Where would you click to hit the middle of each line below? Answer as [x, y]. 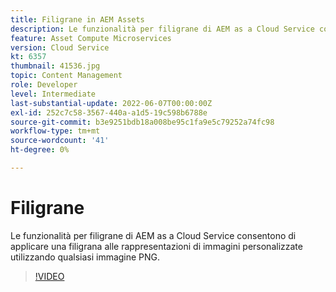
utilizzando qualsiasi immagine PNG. [85, 257]
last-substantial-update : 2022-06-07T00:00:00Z [111, 103]
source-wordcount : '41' [60, 141]
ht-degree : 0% [40, 150]
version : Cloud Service [60, 47]
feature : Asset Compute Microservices [91, 38]
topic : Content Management [66, 76]
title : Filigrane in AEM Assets [77, 19]
